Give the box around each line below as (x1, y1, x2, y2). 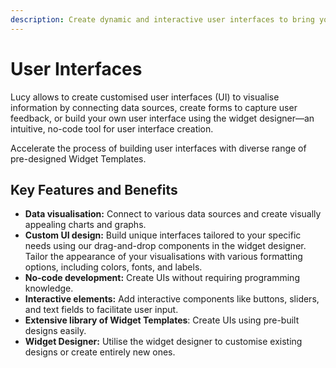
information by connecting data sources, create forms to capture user (10, 101, 298, 113)
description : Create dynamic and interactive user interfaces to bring (10, 14, 315, 25)
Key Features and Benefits (10, 181, 178, 198)
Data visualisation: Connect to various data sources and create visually (24, 208, 322, 220)
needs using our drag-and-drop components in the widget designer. (24, 240, 307, 252)
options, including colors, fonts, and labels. (24, 261, 203, 273)
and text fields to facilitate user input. (24, 304, 179, 316)
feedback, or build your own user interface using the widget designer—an (10, 112, 315, 124)
